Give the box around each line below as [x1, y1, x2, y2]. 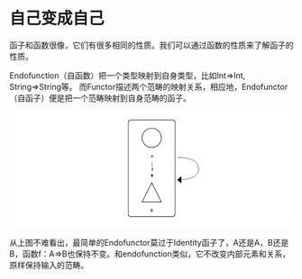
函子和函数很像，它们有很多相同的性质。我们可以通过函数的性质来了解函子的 [9, 40, 294, 50]
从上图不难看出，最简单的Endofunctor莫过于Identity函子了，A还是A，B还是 [9, 237, 289, 247]
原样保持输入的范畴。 [9, 259, 88, 270]
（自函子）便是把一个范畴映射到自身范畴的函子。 [9, 92, 191, 103]
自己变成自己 [9, 8, 105, 29]
